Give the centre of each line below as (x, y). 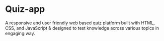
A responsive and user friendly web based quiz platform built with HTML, (80, 23)
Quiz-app (25, 9)
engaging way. (20, 33)
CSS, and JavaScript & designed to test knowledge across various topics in (82, 28)
